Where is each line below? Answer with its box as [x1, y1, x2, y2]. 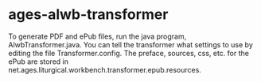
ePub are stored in [8, 57, 69, 66]
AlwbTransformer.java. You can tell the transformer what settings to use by [8, 39, 253, 49]
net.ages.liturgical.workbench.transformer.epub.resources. [8, 65, 201, 74]
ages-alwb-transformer [8, 6, 169, 24]
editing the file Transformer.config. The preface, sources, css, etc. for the [8, 48, 249, 58]
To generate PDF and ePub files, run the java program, [8, 32, 187, 41]
